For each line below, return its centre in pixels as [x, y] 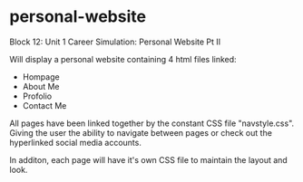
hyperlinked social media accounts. [76, 142]
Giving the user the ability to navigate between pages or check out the [141, 132]
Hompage [41, 77]
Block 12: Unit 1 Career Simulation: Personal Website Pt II [115, 42]
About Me [41, 86]
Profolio [37, 96]
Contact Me [44, 105]
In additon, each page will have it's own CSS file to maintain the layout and [148, 159]
